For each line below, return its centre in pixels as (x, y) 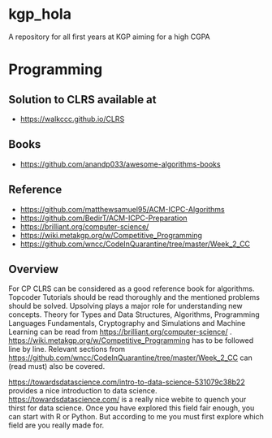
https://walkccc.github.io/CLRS (72, 119)
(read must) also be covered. (57, 366)
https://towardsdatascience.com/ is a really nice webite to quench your (127, 400)
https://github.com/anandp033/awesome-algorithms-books (120, 164)
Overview (34, 269)
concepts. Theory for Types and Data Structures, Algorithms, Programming (134, 314)
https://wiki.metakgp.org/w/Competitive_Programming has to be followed (131, 340)
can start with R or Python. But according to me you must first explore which (136, 417)
